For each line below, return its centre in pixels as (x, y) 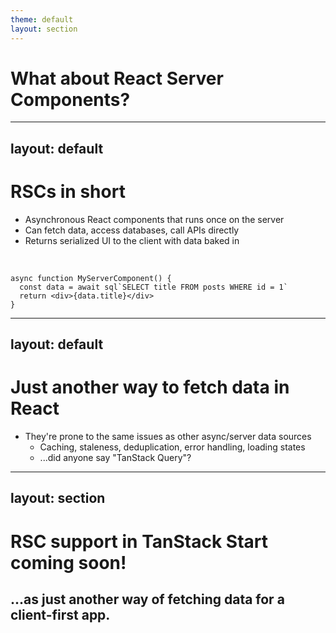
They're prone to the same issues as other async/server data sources (168, 437)
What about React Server (117, 78)
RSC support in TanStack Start (139, 541)
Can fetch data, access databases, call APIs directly (132, 230)
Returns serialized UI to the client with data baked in (132, 240)
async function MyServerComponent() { (91, 278)
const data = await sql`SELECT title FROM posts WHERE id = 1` (153, 287)
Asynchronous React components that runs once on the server (154, 219)
